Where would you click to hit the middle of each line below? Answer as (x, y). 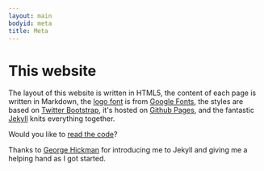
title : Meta (28, 31)
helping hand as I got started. (57, 159)
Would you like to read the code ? (63, 135)
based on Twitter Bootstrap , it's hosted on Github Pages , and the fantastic (131, 111)
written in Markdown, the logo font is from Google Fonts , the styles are (126, 102)
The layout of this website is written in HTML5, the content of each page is (132, 93)
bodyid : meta (30, 23)
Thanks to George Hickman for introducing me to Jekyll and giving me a (128, 150)
